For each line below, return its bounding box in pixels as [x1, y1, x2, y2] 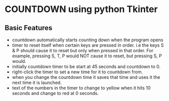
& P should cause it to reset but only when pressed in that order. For [12, 48, 153, 53]
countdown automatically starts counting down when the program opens [12, 37, 163, 43]
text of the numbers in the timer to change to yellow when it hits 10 [12, 85, 151, 91]
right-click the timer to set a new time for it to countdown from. [12, 69, 143, 75]
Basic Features [5, 24, 52, 32]
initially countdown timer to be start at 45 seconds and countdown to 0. [12, 64, 161, 69]
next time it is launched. [12, 79, 62, 85]
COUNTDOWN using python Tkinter [5, 4, 158, 15]
